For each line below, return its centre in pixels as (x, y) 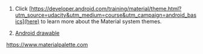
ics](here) (27, 21)
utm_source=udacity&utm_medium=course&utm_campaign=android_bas (106, 15)
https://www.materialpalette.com (47, 45)
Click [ (23, 9)
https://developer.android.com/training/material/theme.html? (106, 9)
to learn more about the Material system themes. (101, 21)
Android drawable (37, 33)
